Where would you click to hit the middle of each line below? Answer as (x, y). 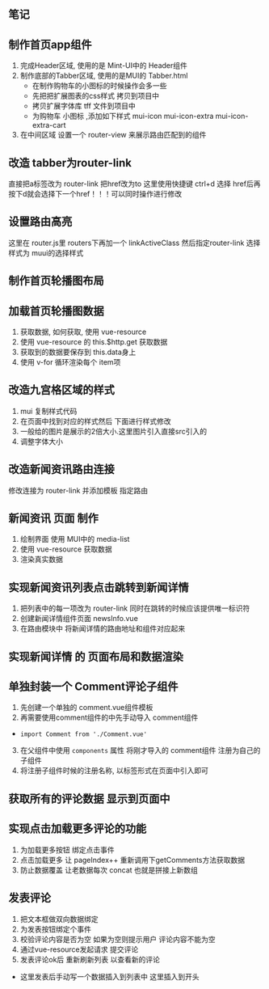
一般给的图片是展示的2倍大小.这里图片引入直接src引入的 (113, 431)
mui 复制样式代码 (48, 411)
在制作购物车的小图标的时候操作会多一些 (99, 86)
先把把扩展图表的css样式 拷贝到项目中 (96, 96)
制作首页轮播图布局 (56, 281)
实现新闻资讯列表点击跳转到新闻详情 (99, 587)
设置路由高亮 (40, 222)
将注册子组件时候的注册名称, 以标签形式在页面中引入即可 (114, 771)
